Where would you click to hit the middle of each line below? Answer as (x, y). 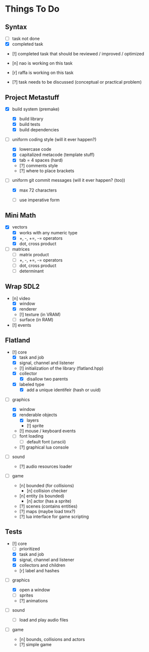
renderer (28, 309)
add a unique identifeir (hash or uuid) (64, 390)
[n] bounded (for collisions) (47, 485)
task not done (26, 38)
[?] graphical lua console (44, 447)
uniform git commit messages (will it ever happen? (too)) (68, 180)
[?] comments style (39, 166)
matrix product (34, 254)
